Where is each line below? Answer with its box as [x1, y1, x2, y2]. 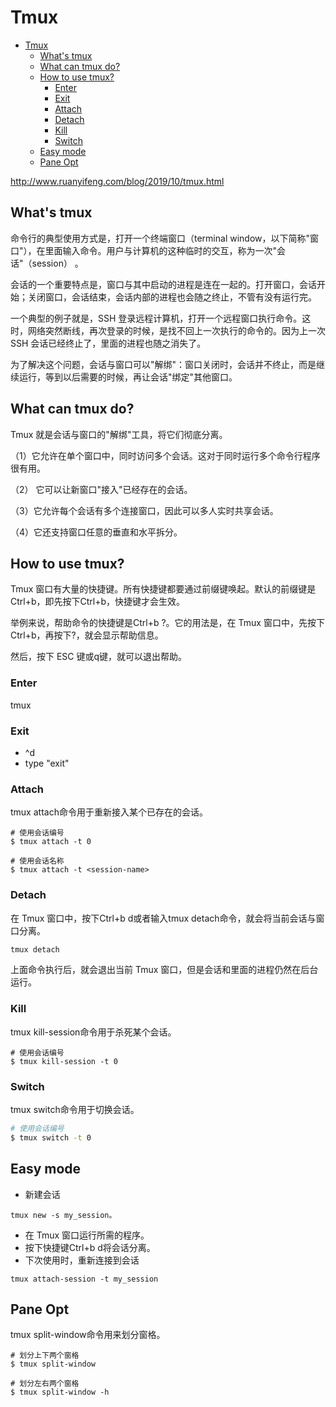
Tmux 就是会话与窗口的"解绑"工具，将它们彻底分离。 [10, 428, 228, 440]
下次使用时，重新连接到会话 [24, 1254, 140, 1266]
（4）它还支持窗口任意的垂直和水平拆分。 [10, 526, 183, 538]
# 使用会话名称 [10, 856, 65, 866]
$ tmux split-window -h [10, 1387, 110, 1398]
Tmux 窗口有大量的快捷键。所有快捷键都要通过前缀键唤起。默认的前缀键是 [10, 583, 317, 595]
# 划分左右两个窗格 [10, 1379, 80, 1389]
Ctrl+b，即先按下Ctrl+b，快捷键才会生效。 [10, 596, 186, 608]
